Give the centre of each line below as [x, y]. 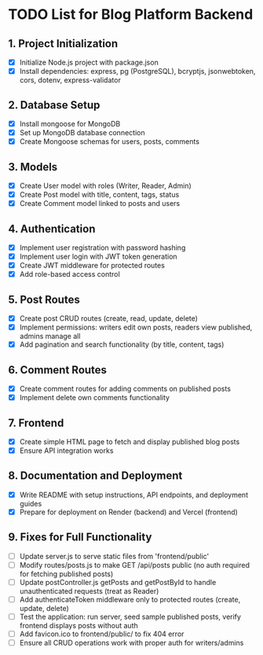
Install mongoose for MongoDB [70, 123]
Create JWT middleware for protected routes [92, 266]
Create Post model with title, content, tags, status [99, 195]
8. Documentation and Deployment [95, 476]
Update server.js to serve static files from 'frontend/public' [114, 556]
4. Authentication [52, 228]
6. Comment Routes [58, 370]
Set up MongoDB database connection [82, 132]
